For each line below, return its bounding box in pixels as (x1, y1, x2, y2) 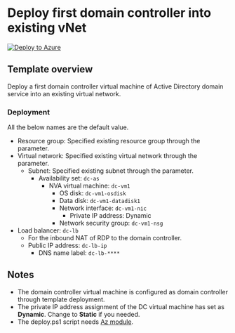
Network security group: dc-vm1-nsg (59, 219, 163, 228)
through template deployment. (17, 295, 105, 303)
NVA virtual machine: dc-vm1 (48, 181, 130, 190)
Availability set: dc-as (38, 174, 100, 183)
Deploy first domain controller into (7, 5, 212, 21)
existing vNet (7, 20, 87, 36)
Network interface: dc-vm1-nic (59, 204, 147, 212)
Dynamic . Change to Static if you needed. (17, 310, 140, 318)
